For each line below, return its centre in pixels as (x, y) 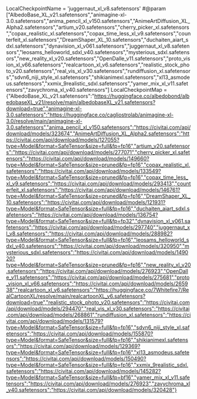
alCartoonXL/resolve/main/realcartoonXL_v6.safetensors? (76, 296)
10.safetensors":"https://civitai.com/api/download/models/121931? (86, 202)
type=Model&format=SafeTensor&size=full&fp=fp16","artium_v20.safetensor (98, 146)
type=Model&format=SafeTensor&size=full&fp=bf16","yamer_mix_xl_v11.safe (98, 377)
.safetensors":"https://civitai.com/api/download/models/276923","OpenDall (97, 271)
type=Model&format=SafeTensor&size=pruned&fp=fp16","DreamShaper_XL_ (98, 196)
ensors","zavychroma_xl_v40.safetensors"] (58, 90)
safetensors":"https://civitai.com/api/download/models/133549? (84, 171)
